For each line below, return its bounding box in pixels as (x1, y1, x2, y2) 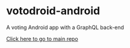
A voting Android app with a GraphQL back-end (6, 24, 125, 31)
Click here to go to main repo (6, 35, 78, 42)
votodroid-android (6, 4, 101, 18)
